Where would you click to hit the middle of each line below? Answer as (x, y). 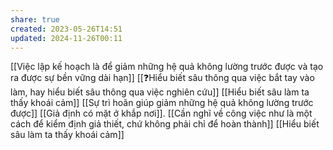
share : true (35, 19)
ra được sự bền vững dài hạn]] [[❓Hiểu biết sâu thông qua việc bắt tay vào (162, 78)
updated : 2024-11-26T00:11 (66, 38)
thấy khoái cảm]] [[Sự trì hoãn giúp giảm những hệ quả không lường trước (162, 103)
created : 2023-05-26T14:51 (66, 29)
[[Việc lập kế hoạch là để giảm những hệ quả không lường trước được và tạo (167, 67)
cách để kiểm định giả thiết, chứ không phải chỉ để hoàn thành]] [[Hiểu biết (165, 124)
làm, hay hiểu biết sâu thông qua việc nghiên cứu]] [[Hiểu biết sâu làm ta (160, 92)
